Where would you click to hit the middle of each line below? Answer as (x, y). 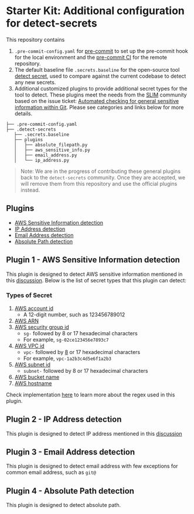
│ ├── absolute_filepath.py (51, 145)
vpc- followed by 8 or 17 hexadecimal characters (82, 352)
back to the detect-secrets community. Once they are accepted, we (103, 177)
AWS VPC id (30, 346)
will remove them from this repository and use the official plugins (99, 183)
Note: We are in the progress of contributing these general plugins (100, 171)
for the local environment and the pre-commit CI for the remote (91, 57)
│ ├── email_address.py (45, 155)
